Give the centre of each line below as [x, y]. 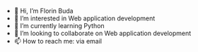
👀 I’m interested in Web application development [85, 18]
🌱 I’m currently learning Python [59, 26]
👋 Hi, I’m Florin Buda [43, 11]
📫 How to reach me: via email [58, 41]
